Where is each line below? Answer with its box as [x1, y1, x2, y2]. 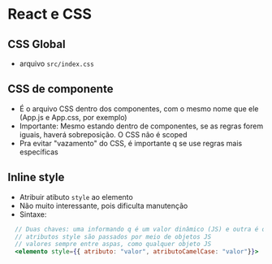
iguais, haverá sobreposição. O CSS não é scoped [19, 129, 188, 139]
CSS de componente [7, 82, 114, 96]
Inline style [7, 171, 65, 184]
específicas [19, 147, 58, 157]
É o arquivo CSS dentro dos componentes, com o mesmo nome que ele [19, 103, 259, 114]
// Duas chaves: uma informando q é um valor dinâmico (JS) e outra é [15, 225, 259, 233]
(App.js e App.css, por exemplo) [19, 112, 127, 122]
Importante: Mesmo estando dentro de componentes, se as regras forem [19, 121, 264, 131]
